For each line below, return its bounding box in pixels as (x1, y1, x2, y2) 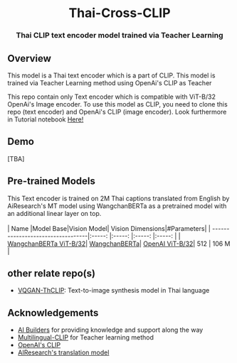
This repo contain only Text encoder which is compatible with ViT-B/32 (7, 92, 216, 101)
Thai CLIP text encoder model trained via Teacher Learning (16, 31, 223, 40)
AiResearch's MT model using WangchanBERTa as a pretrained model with (7, 201, 227, 210)
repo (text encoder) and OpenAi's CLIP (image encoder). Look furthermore (7, 107, 227, 116)
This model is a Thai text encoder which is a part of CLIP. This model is (7, 71, 216, 80)
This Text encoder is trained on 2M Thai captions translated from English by (7, 194, 230, 202)
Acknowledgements (7, 307, 99, 319)
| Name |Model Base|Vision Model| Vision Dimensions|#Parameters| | (7, 224, 211, 232)
